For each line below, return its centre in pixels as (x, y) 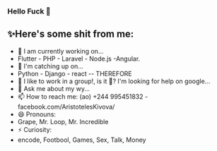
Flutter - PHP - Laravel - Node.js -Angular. (79, 59)
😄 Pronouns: (37, 114)
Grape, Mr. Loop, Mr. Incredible (63, 121)
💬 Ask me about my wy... (54, 88)
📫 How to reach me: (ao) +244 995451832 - (83, 96)
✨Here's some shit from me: (71, 34)
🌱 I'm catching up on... (50, 66)
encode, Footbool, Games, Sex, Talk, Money (82, 140)
